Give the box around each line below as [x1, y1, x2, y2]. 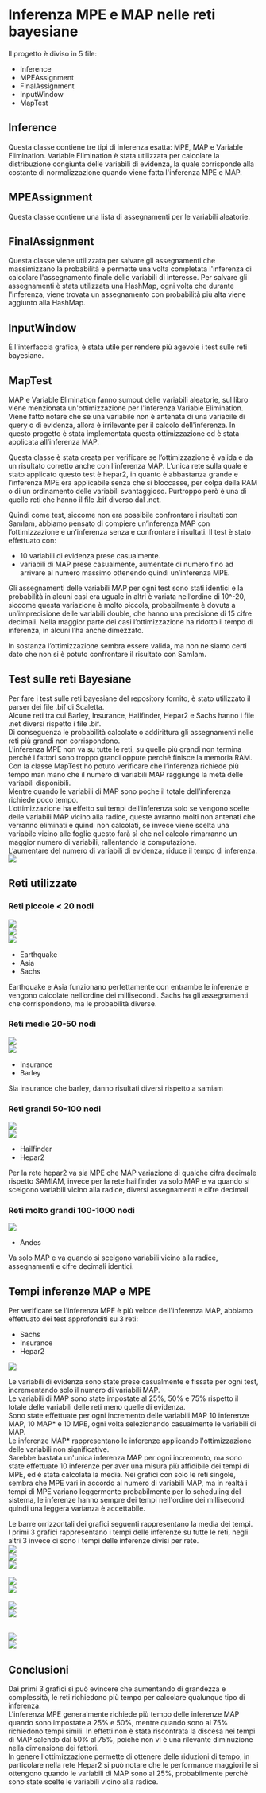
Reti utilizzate [8, 877, 78, 890]
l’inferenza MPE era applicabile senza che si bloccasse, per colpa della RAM [8, 478, 258, 487]
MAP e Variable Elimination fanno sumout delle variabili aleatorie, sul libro [8, 395, 249, 404]
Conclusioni [8, 1663, 69, 1676]
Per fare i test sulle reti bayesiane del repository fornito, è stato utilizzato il [8, 694, 251, 703]
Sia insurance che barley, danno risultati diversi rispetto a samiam [8, 1083, 224, 1093]
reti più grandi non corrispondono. [8, 736, 121, 745]
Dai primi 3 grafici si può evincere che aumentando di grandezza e [8, 1684, 226, 1694]
